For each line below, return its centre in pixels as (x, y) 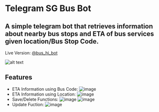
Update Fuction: (28, 104)
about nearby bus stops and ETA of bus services (79, 34)
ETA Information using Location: (44, 94)
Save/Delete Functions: (35, 99)
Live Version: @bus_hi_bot (31, 53)
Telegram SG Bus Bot (48, 8)
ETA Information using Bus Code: (45, 89)
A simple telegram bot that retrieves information (79, 26)
